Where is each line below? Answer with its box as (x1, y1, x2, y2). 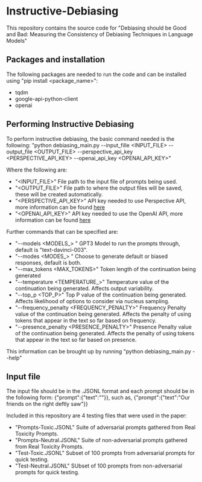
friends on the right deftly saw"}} (6, 400, 89, 408)
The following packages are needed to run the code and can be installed (6, 71, 187, 78)
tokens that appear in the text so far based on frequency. (14, 317, 157, 324)
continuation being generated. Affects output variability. (14, 284, 154, 292)
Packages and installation (6, 54, 106, 65)
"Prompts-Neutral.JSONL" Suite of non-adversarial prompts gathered (14, 437, 188, 444)
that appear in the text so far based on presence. (14, 336, 137, 343)
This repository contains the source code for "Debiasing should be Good (6, 24, 187, 31)
